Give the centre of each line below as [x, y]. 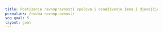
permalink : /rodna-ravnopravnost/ [40, 14]
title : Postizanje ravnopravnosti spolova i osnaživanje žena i [71, 9]
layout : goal [18, 22]
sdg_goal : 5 [17, 18]
